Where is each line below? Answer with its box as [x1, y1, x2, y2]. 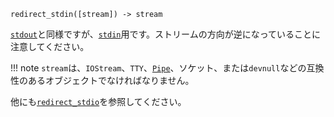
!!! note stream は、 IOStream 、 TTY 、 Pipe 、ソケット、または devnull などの [10, 62, 307, 74]
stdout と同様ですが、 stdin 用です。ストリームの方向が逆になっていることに [10, 28, 321, 40]
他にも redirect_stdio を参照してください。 [10, 96, 187, 107]
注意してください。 [10, 41, 90, 52]
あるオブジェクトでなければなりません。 [27, 75, 195, 86]
